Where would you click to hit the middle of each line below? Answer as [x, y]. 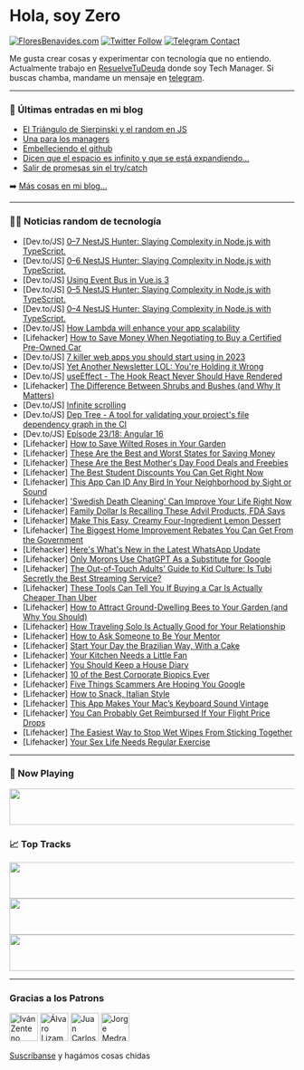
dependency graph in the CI [75, 424]
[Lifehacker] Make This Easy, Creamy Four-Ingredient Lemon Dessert [152, 520]
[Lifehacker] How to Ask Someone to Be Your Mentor [121, 636]
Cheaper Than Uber [60, 597]
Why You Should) [55, 616]
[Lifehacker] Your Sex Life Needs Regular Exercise [116, 742]
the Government [53, 539]
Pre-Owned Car [52, 347]
